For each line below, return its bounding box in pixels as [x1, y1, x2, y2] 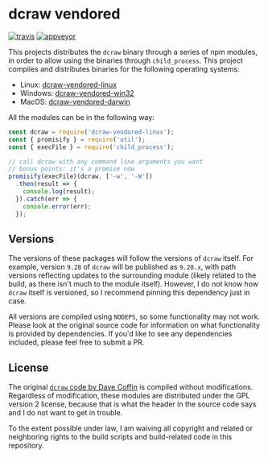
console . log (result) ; [23, 188, 95, 196]
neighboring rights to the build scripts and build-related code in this [8, 432, 233, 442]
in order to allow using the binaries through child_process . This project [8, 56, 243, 65]
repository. [8, 440, 44, 451]
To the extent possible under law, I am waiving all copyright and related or [8, 423, 254, 433]
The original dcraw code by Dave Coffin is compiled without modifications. [8, 382, 254, 392]
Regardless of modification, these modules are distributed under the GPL [8, 391, 250, 401]
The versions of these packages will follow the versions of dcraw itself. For [8, 254, 254, 263]
